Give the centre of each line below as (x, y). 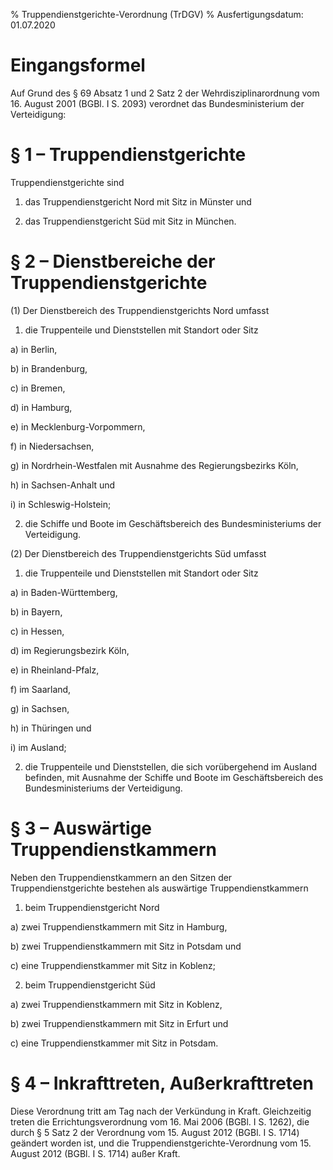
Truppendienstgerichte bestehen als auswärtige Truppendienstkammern (159, 888)
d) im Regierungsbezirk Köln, (70, 650)
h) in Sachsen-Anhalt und (63, 485)
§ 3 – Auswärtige (81, 828)
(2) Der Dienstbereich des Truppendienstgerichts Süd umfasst (138, 553)
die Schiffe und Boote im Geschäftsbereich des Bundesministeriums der (173, 523)
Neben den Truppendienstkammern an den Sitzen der (121, 877)
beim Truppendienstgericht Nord (92, 907)
